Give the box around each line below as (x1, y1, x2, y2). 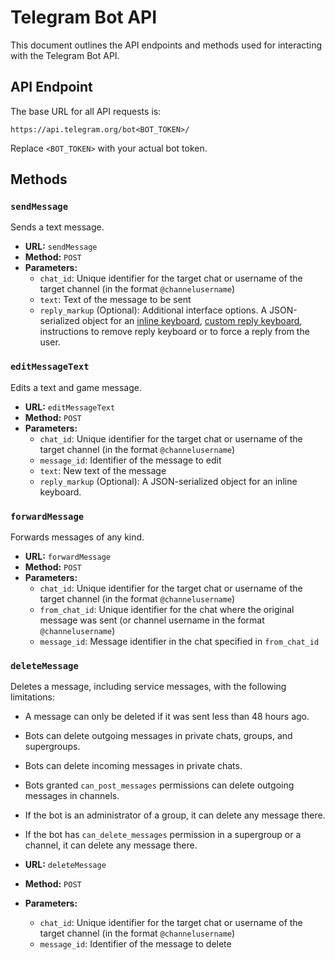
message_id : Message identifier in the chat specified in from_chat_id (39, 636, 320, 648)
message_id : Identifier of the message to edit (39, 454, 222, 466)
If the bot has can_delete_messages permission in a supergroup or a (24, 829, 302, 841)
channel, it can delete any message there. (24, 839, 198, 851)
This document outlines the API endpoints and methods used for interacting (10, 39, 323, 51)
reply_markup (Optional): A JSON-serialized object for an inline (39, 475, 298, 487)
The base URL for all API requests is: (10, 105, 162, 117)
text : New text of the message (39, 464, 167, 476)
